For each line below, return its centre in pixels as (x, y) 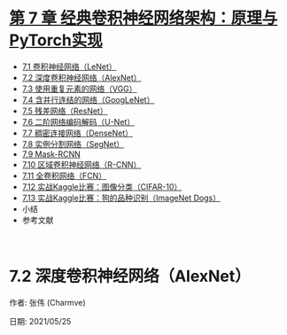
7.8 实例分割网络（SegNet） (73, 144)
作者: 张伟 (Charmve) (47, 302)
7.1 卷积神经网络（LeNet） (69, 66)
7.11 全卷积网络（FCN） (64, 175)
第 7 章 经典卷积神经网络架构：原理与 (143, 18)
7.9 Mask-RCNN (51, 154)
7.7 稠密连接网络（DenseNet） (78, 133)
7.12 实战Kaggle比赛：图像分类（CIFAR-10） (102, 186)
